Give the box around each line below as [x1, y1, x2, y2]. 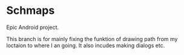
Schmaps [6, 4, 55, 18]
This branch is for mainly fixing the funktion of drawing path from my [6, 35, 178, 42]
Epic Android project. [6, 24, 59, 31]
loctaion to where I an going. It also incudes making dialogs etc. [6, 42, 165, 49]
